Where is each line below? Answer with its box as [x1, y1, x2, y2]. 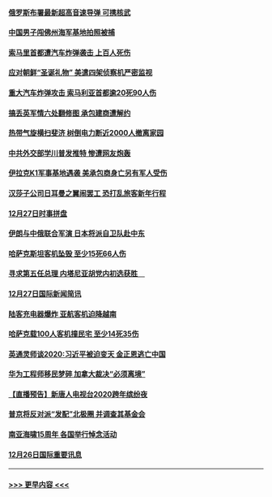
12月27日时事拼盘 [8, 208, 67, 218]
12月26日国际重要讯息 [8, 449, 83, 459]
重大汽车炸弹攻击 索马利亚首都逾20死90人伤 [8, 88, 157, 97]
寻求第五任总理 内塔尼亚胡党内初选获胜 [8, 269, 138, 279]
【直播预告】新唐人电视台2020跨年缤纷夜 [8, 389, 148, 399]
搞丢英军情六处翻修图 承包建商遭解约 [8, 108, 131, 118]
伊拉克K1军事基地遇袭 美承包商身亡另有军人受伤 [8, 168, 168, 178]
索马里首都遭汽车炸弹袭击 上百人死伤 [8, 47, 131, 57]
